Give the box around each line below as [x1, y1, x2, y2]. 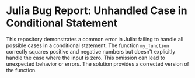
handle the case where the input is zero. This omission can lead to [6, 54, 165, 61]
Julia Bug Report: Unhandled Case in [6, 4, 188, 17]
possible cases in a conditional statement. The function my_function [6, 42, 169, 49]
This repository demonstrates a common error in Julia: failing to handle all [6, 36, 184, 42]
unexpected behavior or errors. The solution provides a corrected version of [6, 60, 190, 68]
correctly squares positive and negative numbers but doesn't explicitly [6, 48, 176, 55]
